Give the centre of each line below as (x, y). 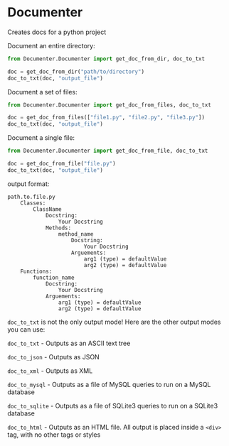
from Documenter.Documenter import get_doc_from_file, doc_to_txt (108, 151)
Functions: (36, 271)
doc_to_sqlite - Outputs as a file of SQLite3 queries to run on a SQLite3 (113, 406)
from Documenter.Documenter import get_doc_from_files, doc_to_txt (110, 105)
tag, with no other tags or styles (54, 435)
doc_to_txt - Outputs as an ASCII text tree (69, 343)
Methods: (58, 228)
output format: (28, 184)
